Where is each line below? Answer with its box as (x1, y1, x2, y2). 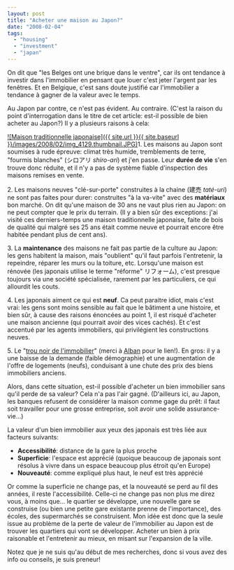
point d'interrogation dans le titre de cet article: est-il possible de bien (7, 111, 208, 119)
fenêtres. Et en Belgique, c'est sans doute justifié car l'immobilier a (7, 83, 199, 92)
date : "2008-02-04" (7, 23, 64, 30)
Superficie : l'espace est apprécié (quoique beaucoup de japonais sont (17, 453, 221, 462)
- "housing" (13, 36, 49, 43)
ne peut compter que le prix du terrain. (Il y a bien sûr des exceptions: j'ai (7, 207, 218, 217)
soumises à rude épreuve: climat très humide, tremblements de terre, (7, 147, 206, 156)
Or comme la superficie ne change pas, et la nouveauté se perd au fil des (7, 482, 219, 490)
